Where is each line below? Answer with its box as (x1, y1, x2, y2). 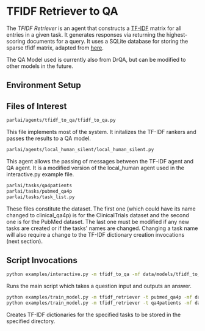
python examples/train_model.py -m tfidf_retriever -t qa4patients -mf (6, 300, 192, 307)
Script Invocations (6, 255, 77, 266)
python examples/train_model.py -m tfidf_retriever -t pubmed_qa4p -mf (6, 294, 192, 300)
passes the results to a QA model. (6, 135, 92, 142)
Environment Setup (6, 80, 81, 91)
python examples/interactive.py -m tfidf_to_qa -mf (6, 271, 140, 278)
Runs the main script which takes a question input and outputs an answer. (6, 283, 192, 290)
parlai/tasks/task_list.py (6, 194, 75, 200)
